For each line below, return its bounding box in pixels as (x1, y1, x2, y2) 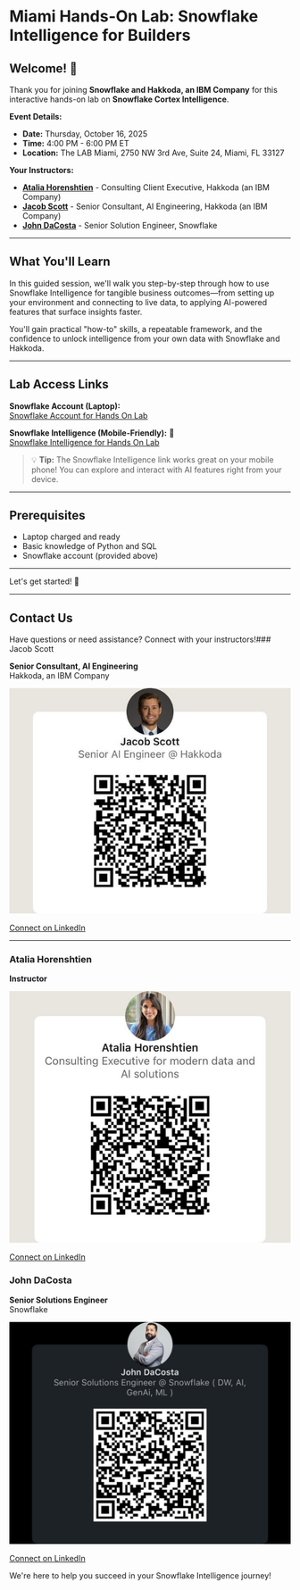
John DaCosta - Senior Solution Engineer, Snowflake (21, 221, 218, 230)
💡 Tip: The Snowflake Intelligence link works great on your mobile (30, 454, 274, 465)
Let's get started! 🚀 (9, 576, 80, 587)
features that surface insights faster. (9, 306, 143, 317)
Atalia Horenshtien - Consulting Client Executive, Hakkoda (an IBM (21, 182, 271, 193)
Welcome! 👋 (9, 61, 78, 76)
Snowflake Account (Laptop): (9, 400, 121, 412)
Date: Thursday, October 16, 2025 (21, 129, 148, 139)
